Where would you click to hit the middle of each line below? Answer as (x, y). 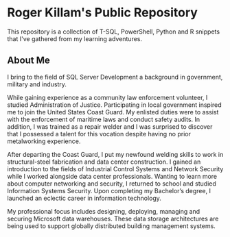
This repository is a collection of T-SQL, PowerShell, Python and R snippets (114, 32)
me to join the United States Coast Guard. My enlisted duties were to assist (113, 112)
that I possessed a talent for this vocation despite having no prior (99, 134)
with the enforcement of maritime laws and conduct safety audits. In (104, 119)
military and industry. (37, 84)
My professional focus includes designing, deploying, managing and (104, 211)
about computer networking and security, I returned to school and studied (112, 184)
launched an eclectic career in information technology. (84, 198)
